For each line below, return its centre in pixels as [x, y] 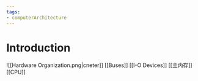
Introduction [38, 48]
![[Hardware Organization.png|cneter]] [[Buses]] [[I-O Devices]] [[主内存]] [99, 65]
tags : [13, 12]
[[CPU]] [16, 72]
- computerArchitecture [37, 18]
